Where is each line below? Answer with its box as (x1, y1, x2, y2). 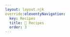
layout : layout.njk (5, 7, 44, 12)
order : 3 (9, 25, 27, 30)
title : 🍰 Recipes (9, 20, 44, 25)
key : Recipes (9, 16, 36, 21)
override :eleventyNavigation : (5, 12, 66, 16)
